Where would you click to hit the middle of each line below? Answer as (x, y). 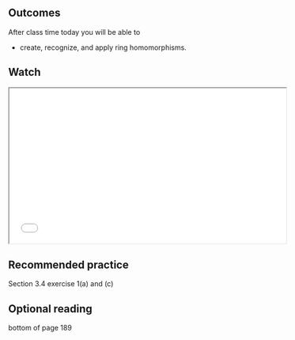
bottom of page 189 (40, 328)
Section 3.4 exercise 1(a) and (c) (61, 284)
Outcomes (34, 13)
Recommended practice (68, 265)
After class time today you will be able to (74, 32)
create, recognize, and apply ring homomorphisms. (103, 47)
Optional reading (50, 309)
